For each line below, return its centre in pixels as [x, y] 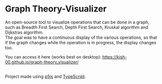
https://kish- [115, 57]
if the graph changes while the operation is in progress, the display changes [81, 42]
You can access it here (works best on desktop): [53, 57]
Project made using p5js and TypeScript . [45, 76]
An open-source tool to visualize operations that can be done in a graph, [77, 22]
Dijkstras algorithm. [24, 32]
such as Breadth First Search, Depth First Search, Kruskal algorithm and [77, 27]
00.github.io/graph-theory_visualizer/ [42, 62]
